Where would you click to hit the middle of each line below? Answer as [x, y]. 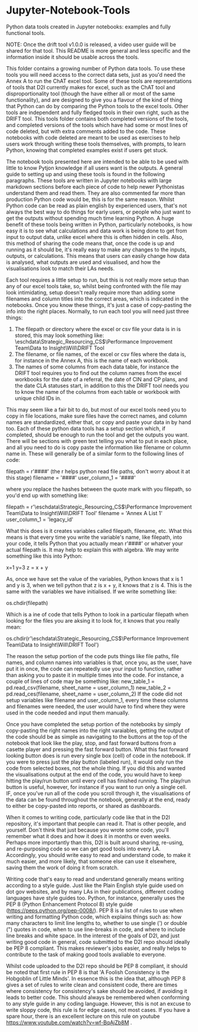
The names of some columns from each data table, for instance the [97, 367]
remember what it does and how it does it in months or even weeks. [89, 836]
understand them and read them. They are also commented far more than [96, 193]
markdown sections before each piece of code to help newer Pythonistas [95, 186]
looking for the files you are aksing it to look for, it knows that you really [93, 620]
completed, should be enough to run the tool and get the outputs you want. [98, 435]
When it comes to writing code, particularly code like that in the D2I [88, 817]
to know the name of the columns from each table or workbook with [97, 392]
